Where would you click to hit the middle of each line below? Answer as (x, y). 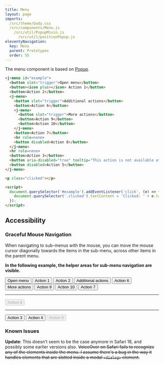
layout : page (18, 14)
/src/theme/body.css (30, 23)
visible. (13, 270)
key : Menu (19, 46)
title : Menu (17, 10)
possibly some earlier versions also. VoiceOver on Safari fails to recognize (80, 347)
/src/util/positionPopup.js (47, 37)
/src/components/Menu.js (35, 28)
